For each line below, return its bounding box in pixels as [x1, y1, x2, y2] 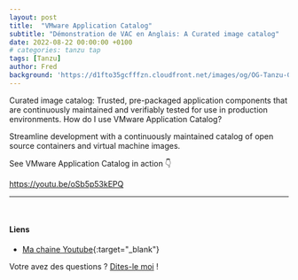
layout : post [9, 12, 58, 22]
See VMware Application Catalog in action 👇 [9, 158, 172, 168]
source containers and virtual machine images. [9, 140, 181, 151]
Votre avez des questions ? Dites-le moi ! [9, 261, 159, 271]
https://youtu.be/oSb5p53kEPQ [9, 178, 124, 189]
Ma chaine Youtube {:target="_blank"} [21, 244, 160, 254]
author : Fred [9, 63, 58, 72]
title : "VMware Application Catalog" [9, 21, 153, 30]
